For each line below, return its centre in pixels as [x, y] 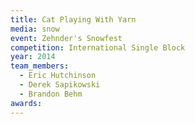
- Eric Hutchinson [58, 76]
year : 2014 [33, 57]
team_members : [40, 66]
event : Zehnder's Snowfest [66, 38]
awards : [26, 103]
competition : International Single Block [98, 47]
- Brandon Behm [51, 94]
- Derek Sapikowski [60, 85]
